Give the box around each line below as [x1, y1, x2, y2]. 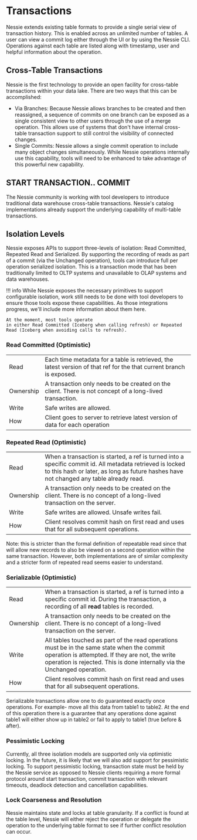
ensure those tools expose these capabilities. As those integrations [6, 300, 168, 307]
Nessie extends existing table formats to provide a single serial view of [6, 23, 177, 30]
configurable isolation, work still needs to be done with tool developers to [6, 293, 184, 300]
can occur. [6, 828, 32, 835]
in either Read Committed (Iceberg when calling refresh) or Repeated [6, 322, 182, 328]
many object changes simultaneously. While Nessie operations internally [14, 148, 190, 155]
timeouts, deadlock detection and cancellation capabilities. [6, 781, 148, 788]
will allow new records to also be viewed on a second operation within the [6, 546, 185, 553]
